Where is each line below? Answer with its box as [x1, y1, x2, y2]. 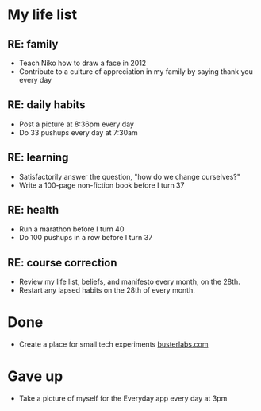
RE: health [7, 204, 59, 217]
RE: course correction [7, 256, 117, 269]
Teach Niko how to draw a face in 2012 [18, 58, 147, 68]
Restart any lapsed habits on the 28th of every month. [18, 285, 195, 295]
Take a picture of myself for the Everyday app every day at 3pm [18, 394, 228, 403]
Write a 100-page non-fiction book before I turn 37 [18, 180, 185, 190]
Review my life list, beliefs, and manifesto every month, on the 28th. [18, 277, 241, 287]
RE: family [7, 37, 59, 51]
